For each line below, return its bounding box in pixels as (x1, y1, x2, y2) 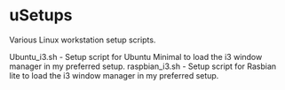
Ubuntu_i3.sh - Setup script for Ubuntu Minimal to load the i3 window (9, 51, 263, 62)
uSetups (9, 5, 73, 26)
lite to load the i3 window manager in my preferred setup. (9, 70, 219, 80)
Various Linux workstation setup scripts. (9, 34, 156, 45)
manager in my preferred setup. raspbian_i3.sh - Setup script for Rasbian (9, 61, 277, 71)
